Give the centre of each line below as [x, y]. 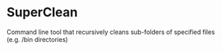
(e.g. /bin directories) [37, 39]
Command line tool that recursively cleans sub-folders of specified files [111, 32]
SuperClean [42, 12]
